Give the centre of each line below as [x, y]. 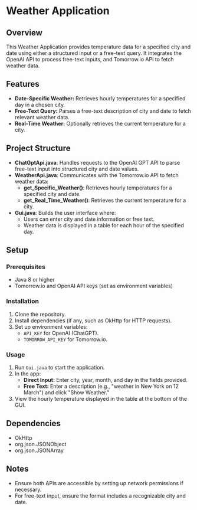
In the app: [28, 374]
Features [23, 84]
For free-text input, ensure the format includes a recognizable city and [100, 496]
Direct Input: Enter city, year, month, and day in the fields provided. [105, 380]
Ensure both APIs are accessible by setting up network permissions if [99, 483]
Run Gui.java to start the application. [60, 367]
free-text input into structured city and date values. [77, 169]
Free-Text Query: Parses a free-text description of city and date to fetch [103, 111]
